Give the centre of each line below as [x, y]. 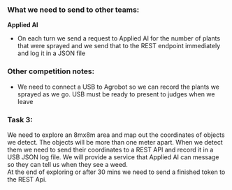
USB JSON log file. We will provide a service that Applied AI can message [113, 157]
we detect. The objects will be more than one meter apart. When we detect [115, 142]
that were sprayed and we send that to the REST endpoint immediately [119, 46]
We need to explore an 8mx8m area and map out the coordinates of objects [116, 135]
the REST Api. [27, 179]
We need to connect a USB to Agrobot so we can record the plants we [118, 87]
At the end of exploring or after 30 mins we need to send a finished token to [116, 172]
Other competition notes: [51, 71]
